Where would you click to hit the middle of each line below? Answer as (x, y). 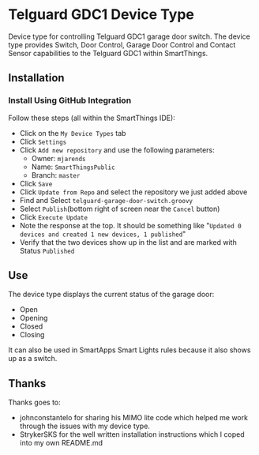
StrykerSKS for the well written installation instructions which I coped (132, 434)
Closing (32, 335)
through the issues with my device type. (84, 426)
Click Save (36, 183)
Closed (31, 326)
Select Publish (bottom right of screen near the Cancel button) (120, 209)
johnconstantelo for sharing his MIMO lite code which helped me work (134, 418)
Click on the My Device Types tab (73, 133)
